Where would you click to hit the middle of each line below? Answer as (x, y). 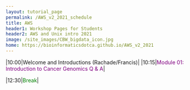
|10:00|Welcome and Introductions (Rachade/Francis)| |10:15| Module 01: (95, 62)
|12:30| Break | (22, 80)
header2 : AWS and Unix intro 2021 (49, 34)
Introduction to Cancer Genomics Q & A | (56, 68)
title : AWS (19, 23)
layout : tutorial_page (34, 12)
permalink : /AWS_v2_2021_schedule (49, 17)
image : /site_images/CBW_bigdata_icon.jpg (60, 40)
